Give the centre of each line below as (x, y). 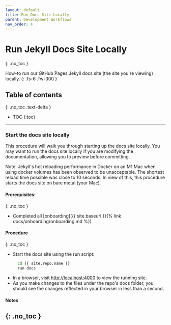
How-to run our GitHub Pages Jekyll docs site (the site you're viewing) (79, 73)
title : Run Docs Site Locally (37, 15)
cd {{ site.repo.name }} (44, 263)
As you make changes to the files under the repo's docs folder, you (83, 283)
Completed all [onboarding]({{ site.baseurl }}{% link (67, 216)
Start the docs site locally (37, 134)
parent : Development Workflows (38, 19)
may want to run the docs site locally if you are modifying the (69, 151)
